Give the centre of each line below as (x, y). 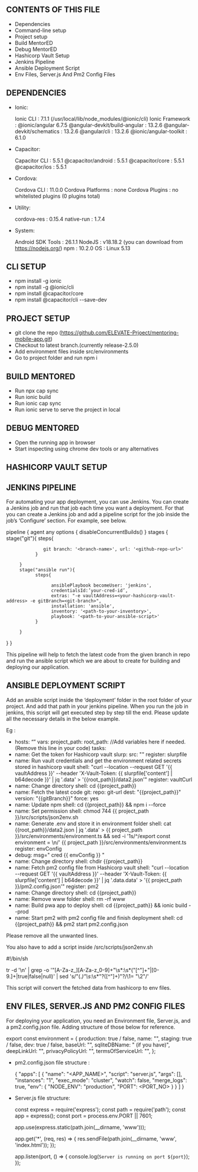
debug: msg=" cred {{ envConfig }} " (59, 855)
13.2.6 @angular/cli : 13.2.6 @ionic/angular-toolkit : (126, 131)
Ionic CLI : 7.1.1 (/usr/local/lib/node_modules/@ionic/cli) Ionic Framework (103, 118)
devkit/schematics (37, 131)
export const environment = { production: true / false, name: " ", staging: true (99, 1038)
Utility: (22, 207)
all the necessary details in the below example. (63, 719)
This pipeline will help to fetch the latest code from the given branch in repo (98, 655)
